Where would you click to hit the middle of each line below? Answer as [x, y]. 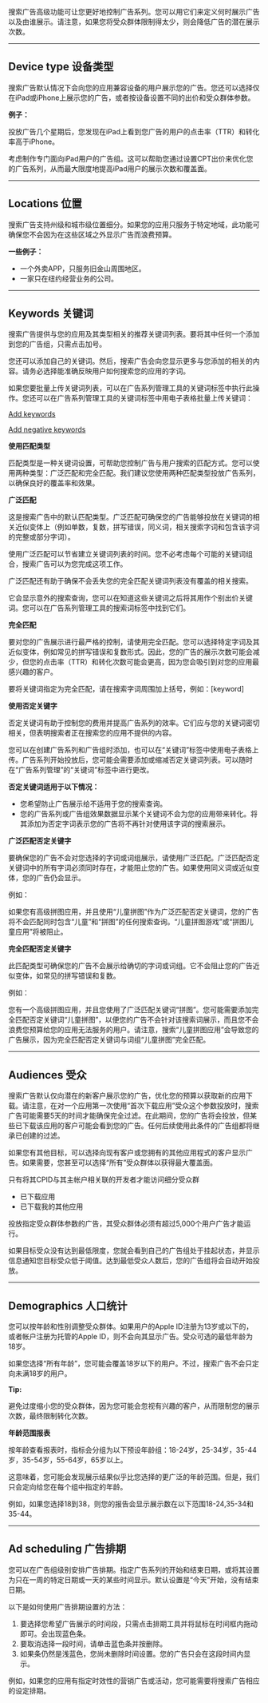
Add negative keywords [47, 429]
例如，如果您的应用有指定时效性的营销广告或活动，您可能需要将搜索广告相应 [134, 1681]
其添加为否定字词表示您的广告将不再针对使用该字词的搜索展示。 [124, 824]
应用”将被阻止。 [41, 932]
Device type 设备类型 [61, 67]
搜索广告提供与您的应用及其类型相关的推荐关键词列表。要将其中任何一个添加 [134, 334]
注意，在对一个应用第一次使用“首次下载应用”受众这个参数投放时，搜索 [144, 1106]
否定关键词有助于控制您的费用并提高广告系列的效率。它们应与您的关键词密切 [134, 723]
